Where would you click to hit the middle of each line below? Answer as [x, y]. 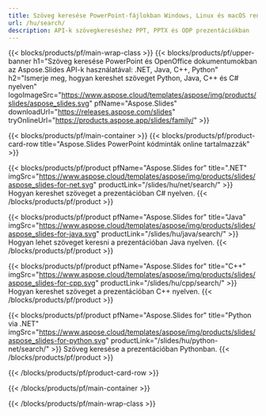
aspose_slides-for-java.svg [52, 234]
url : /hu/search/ [37, 23]
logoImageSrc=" [35, 95]
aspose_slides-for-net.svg [51, 185]
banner [20, 61]
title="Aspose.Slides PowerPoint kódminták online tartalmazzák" [145, 144]
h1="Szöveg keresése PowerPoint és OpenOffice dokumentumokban [145, 61]
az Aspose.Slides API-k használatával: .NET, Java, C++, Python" [113, 70]
